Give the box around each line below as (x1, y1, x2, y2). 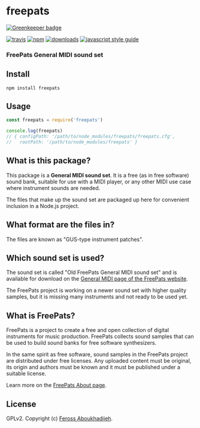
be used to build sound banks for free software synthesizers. (6, 339, 157, 346)
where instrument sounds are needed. (6, 184, 101, 191)
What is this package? (6, 156, 91, 166)
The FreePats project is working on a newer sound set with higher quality (6, 287, 187, 294)
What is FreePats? (6, 311, 75, 321)
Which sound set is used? (6, 253, 105, 263)
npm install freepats (6, 85, 60, 91)
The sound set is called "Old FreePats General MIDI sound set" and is (6, 269, 177, 276)
